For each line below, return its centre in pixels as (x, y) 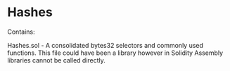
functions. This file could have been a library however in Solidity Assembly (115, 53)
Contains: (21, 32)
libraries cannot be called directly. (56, 60)
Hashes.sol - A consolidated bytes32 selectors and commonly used (106, 45)
